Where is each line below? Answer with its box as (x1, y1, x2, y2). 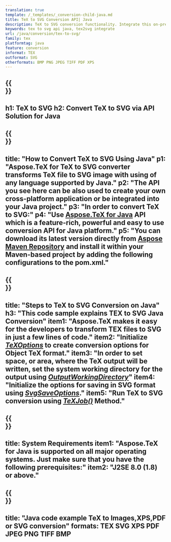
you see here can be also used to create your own (5, 186, 166, 195)
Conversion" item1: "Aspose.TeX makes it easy (5, 317, 158, 326)
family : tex (5, 36, 31, 41)
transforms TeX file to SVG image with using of (5, 170, 157, 179)
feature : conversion (5, 45, 49, 51)
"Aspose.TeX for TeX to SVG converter (5, 162, 131, 171)
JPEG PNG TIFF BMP (5, 530, 71, 538)
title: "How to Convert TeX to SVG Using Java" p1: (5, 154, 166, 163)
